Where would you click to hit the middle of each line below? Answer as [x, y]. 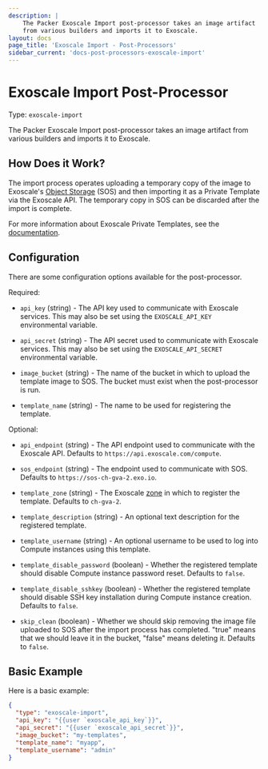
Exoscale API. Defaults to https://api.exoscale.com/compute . [120, 453]
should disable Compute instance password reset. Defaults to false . [132, 573]
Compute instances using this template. [85, 549]
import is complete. [40, 208]
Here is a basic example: [49, 691]
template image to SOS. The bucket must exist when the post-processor [139, 381]
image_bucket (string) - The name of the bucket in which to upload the [135, 373]
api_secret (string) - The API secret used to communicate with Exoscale [139, 340]
